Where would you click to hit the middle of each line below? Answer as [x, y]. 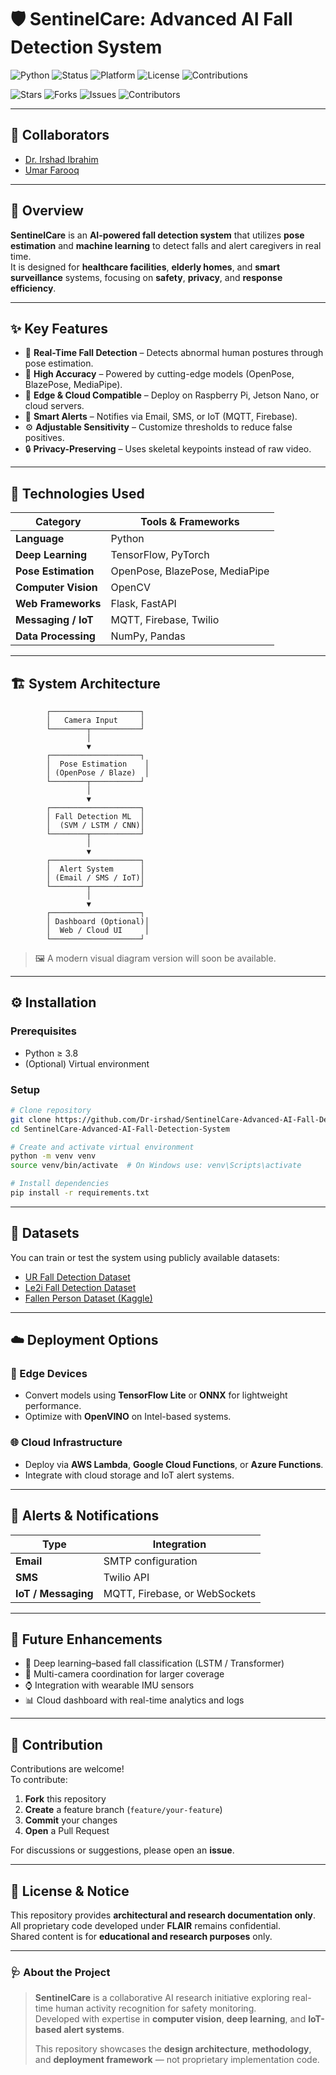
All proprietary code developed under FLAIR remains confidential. [145, 1926]
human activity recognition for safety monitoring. [156, 2008]
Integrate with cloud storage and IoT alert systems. [129, 1475]
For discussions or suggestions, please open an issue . [122, 1850]
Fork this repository [65, 1799]
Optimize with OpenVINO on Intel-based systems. [128, 1417]
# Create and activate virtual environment [102, 1147]
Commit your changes [71, 1820]
